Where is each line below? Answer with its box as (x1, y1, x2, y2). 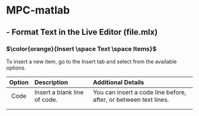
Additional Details (92, 78, 145, 86)
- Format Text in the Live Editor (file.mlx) (6, 27, 158, 37)
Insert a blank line (34, 88, 84, 96)
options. (6, 64, 27, 71)
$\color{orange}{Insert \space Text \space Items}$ (6, 45, 157, 53)
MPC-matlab (6, 4, 70, 17)
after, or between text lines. (92, 95, 169, 104)
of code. (34, 95, 58, 104)
